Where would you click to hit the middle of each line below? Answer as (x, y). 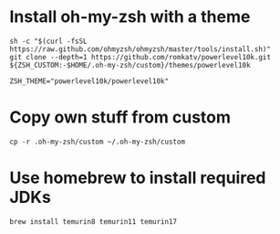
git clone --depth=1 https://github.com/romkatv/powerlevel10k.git (140, 57)
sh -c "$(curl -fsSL (49, 41)
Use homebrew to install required (138, 178)
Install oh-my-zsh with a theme (130, 17)
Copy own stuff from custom (120, 117)
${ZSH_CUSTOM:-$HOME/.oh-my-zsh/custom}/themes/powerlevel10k (130, 65)
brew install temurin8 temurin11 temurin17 (93, 221)
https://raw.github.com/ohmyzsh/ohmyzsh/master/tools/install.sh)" (140, 49)
